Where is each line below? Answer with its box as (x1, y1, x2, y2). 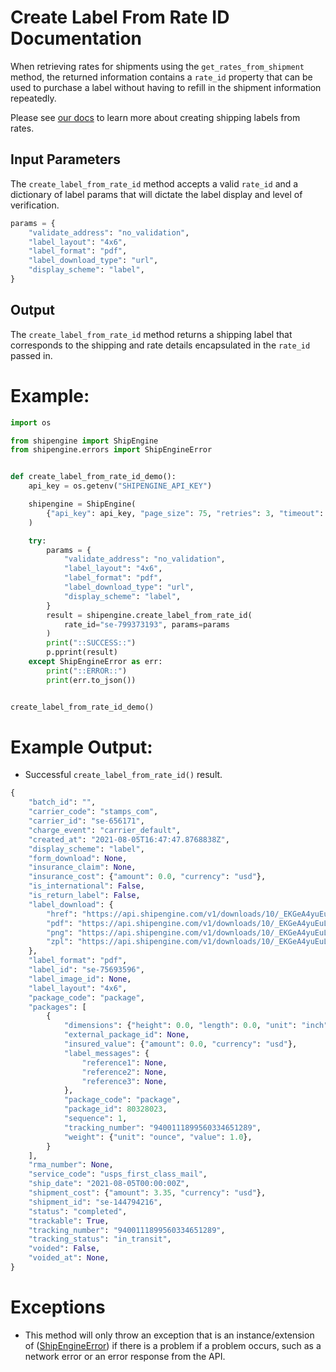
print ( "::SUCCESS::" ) (46, 638, 137, 648)
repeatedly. (10, 92, 57, 104)
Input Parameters (10, 151, 121, 168)
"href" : (46, 909, 78, 919)
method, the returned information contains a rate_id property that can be (10, 71, 313, 83)
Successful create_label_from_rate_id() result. (24, 769, 223, 781)
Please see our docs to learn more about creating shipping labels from (10, 111, 301, 123)
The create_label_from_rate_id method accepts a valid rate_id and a (10, 177, 299, 190)
